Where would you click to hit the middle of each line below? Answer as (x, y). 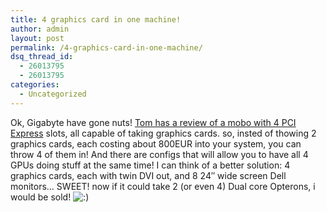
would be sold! (41, 197)
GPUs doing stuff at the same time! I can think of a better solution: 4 (150, 165)
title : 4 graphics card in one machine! (96, 19)
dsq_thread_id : (42, 57)
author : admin (40, 29)
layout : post (37, 38)
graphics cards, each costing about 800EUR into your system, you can (156, 143)
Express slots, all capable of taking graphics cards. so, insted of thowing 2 (163, 133)
